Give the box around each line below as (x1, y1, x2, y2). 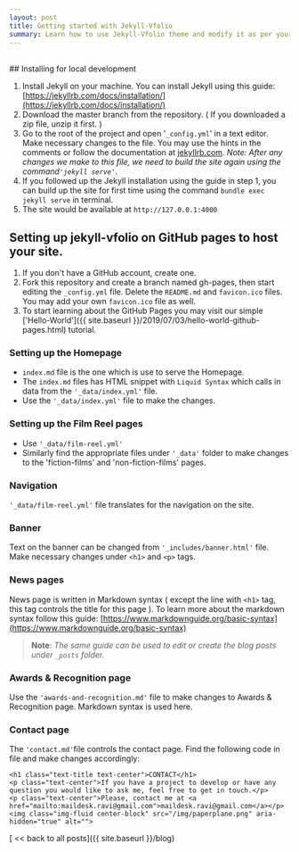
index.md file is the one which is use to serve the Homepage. (21, 367, 245, 377)
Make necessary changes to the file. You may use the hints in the (21, 137, 262, 148)
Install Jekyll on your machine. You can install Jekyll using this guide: (21, 81, 276, 92)
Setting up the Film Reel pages (9, 418, 144, 430)
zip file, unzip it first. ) (21, 119, 102, 129)
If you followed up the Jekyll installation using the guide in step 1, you (21, 176, 277, 186)
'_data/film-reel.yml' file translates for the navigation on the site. (9, 500, 255, 510)
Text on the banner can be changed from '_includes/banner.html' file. (9, 542, 270, 553)
